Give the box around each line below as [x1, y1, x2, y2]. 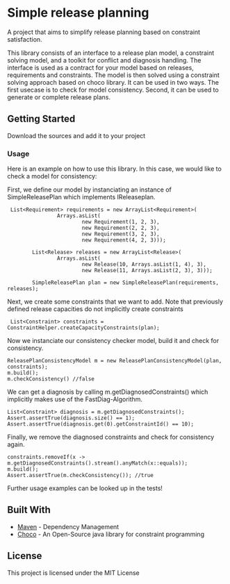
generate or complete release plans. [7, 92, 111, 101]
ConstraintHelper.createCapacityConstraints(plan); [7, 324, 160, 331]
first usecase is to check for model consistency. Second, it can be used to [7, 85, 219, 94]
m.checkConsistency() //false [7, 376, 95, 383]
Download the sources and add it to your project [7, 131, 146, 140]
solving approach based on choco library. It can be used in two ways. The [7, 78, 219, 86]
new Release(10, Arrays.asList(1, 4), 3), [81, 261, 207, 268]
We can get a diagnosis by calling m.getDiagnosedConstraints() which [7, 387, 208, 397]
